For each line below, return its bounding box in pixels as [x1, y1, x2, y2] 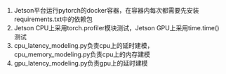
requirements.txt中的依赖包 [13, 15, 93, 23]
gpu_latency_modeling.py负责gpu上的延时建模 [13, 59, 148, 67]
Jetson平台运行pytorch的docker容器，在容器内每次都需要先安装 [13, 6, 199, 14]
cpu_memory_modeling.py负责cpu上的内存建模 [13, 50, 151, 58]
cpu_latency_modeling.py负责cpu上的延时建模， [13, 42, 154, 49]
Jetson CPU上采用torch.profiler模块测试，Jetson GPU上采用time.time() [13, 24, 220, 32]
